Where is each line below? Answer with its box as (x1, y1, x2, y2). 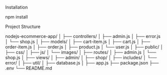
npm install (5, 14, 28, 19)
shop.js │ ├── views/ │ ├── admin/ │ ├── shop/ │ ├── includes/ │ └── (5, 54, 157, 60)
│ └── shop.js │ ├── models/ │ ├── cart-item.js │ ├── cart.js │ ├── (5, 38, 150, 44)
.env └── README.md (5, 65, 52, 71)
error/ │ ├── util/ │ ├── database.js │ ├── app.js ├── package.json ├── (5, 60, 159, 65)
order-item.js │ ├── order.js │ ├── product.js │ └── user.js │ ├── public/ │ (5, 44, 163, 49)
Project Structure (5, 23, 41, 29)
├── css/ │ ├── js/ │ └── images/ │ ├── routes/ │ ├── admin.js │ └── (5, 49, 156, 55)
